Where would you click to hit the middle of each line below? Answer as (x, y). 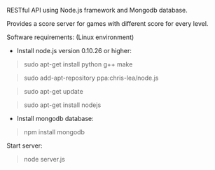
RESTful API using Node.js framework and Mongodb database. (97, 10)
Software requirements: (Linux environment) (70, 37)
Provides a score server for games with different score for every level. (107, 23)
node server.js (44, 159)
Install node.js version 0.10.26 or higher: (74, 51)
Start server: (25, 146)
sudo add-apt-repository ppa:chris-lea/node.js (91, 78)
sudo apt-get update (53, 91)
